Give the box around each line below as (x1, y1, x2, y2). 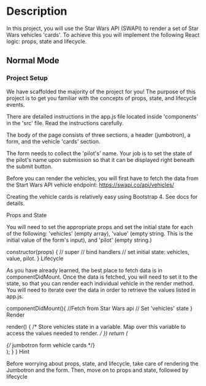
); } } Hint (6, 348, 29, 355)
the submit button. (6, 163, 53, 170)
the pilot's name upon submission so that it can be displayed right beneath (6, 156, 195, 163)
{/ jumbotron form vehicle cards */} (6, 341, 95, 349)
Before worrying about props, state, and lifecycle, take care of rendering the (6, 360, 199, 367)
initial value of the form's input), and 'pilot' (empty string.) (6, 236, 152, 244)
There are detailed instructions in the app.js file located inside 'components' (6, 112, 199, 120)
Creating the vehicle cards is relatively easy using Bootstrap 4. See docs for (6, 193, 198, 200)
